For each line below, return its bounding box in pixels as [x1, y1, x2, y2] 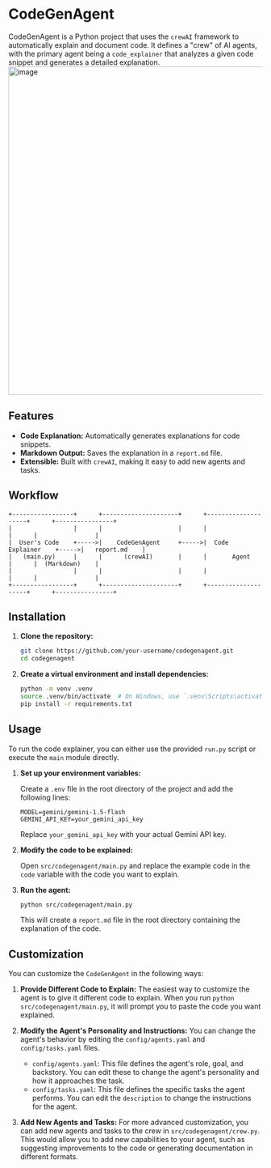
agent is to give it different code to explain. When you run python [19, 993, 235, 1003]
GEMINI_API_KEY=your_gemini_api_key [19, 815, 144, 823]
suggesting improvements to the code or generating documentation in [19, 1143, 253, 1153]
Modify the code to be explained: [19, 845, 133, 855]
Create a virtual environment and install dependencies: [19, 669, 209, 679]
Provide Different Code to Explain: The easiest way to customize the [19, 984, 250, 994]
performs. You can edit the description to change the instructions [31, 1094, 252, 1103]
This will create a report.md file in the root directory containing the [19, 915, 240, 925]
